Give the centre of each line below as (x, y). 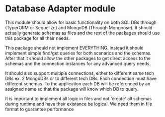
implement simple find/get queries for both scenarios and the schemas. (78, 53)
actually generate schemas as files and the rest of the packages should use (82, 33)
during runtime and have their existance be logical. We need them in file (79, 104)
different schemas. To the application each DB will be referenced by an (78, 84)
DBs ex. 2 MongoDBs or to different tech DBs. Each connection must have (81, 78)
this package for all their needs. (38, 38)
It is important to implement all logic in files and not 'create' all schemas (79, 98)
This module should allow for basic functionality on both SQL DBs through (81, 22)
